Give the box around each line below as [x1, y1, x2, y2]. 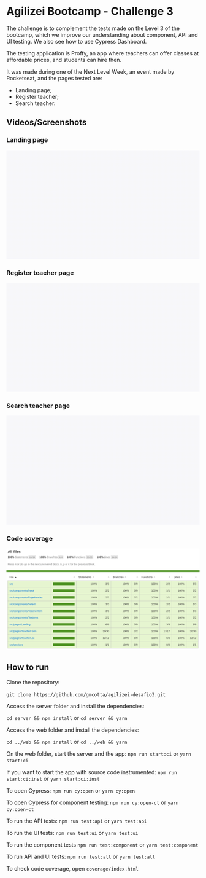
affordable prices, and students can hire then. [6, 56, 122, 63]
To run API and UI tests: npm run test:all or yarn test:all [6, 853, 156, 860]
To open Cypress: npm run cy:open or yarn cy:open [6, 786, 135, 794]
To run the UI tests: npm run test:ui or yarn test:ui [6, 829, 139, 836]
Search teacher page [6, 401, 71, 410]
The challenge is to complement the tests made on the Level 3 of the [6, 25, 180, 32]
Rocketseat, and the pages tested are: [6, 74, 102, 82]
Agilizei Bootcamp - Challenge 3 [6, 4, 174, 18]
